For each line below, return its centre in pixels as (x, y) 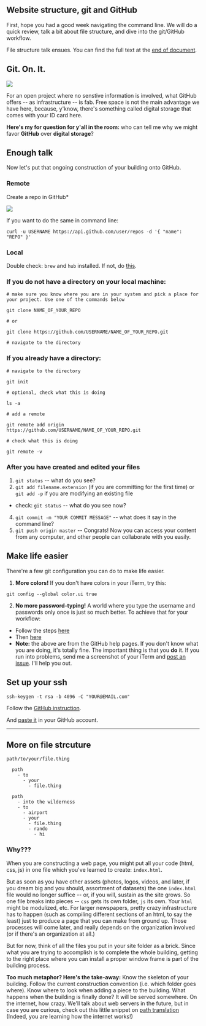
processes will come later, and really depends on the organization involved (101, 927)
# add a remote (26, 414)
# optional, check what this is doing (56, 393)
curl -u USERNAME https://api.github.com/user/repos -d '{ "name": (94, 232)
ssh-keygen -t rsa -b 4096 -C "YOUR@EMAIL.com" (68, 697)
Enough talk (30, 153)
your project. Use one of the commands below (65, 300)
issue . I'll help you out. (44, 663)
